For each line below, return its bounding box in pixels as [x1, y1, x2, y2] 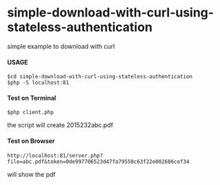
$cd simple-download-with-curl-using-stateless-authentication [7, 74, 193, 80]
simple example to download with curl [7, 42, 115, 50]
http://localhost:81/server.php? [7, 152, 103, 159]
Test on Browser [7, 136, 55, 145]
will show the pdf [7, 170, 57, 178]
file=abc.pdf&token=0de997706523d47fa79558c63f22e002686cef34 [7, 158, 190, 165]
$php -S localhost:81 [7, 79, 70, 87]
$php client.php [7, 109, 54, 116]
